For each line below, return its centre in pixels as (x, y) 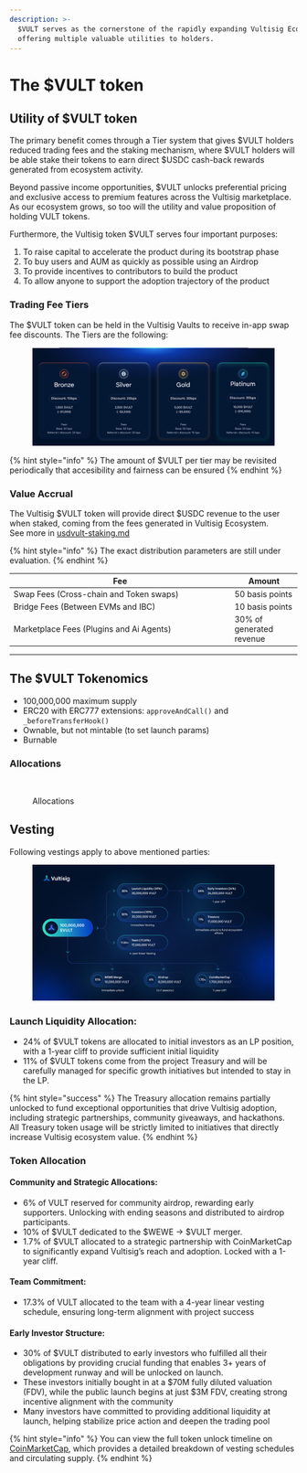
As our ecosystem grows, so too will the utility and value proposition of (143, 207)
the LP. (36, 1080)
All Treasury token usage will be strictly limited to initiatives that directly (144, 1127)
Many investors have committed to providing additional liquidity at (147, 1412)
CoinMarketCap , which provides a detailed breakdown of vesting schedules (152, 1448)
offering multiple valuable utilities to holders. (116, 38)
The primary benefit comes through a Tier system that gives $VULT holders (152, 141)
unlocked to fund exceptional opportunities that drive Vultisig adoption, (143, 1107)
